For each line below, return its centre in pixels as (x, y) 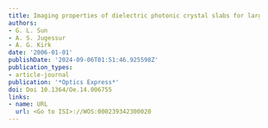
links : (19, 97)
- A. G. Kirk (30, 45)
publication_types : (41, 68)
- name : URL (28, 104)
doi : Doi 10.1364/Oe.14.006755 (60, 89)
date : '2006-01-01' (41, 52)
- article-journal (39, 75)
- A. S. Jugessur (37, 38)
